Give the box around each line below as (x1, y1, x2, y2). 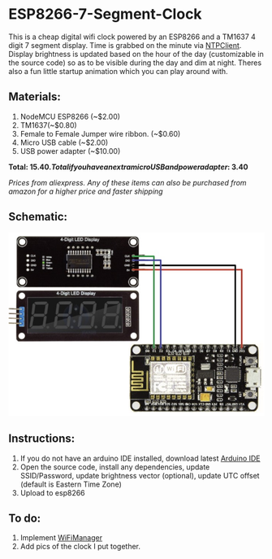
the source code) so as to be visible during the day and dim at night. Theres (8, 58, 262, 68)
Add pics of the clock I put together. (19, 542, 140, 552)
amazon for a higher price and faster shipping (8, 186, 164, 196)
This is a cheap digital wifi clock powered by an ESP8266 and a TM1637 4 (8, 32, 256, 41)
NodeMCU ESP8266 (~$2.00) (19, 111, 120, 121)
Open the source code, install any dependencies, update (19, 461, 210, 472)
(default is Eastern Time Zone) (19, 479, 122, 489)
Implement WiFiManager (19, 533, 103, 543)
